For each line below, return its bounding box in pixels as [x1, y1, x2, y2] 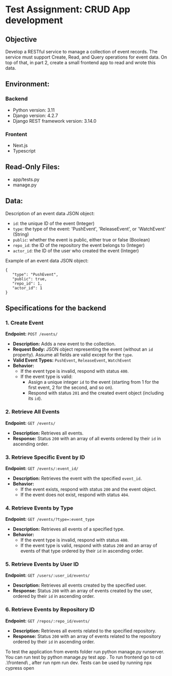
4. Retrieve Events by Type [5, 504, 73, 512]
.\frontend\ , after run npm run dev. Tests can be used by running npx [5, 659, 152, 666]
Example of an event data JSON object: [5, 257, 89, 264]
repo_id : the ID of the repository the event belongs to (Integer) [12, 242, 145, 248]
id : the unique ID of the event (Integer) [12, 220, 95, 227]
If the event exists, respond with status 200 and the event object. [20, 486, 157, 492]
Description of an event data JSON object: [5, 210, 95, 216]
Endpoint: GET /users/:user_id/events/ [5, 572, 90, 578]
